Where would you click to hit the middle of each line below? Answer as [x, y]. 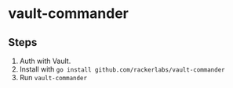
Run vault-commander [53, 77]
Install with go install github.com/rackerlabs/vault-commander [122, 69]
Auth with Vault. [45, 61]
